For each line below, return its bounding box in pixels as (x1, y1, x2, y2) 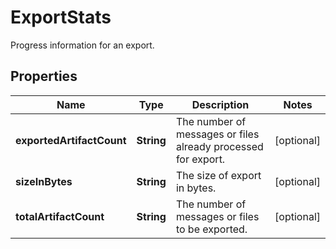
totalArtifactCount (15, 209, 105, 223)
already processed (175, 139, 264, 153)
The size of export (175, 168, 262, 182)
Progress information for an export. (10, 39, 155, 51)
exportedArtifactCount (15, 133, 127, 147)
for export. (175, 152, 226, 166)
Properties (10, 68, 78, 85)
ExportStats (10, 6, 112, 29)
